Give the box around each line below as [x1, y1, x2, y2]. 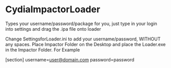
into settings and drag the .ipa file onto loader [5, 26, 101, 32]
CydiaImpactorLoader [5, 4, 101, 15]
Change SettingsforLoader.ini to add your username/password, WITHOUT [5, 36, 161, 42]
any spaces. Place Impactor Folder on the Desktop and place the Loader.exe [5, 41, 166, 47]
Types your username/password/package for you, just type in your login [5, 20, 157, 27]
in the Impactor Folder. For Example [5, 47, 80, 53]
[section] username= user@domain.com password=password [5, 56, 134, 62]
